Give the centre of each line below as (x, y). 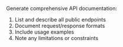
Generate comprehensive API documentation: (61, 8)
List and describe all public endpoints (60, 19)
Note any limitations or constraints (56, 38)
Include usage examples (44, 32)
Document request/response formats (60, 26)
